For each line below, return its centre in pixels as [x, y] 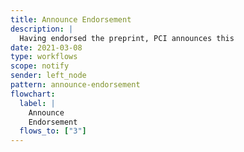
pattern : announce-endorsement [75, 85]
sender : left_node [48, 76]
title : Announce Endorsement [71, 19]
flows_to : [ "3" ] [53, 131]
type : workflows [44, 57]
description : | [42, 29]
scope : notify [40, 66]
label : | [37, 103]
